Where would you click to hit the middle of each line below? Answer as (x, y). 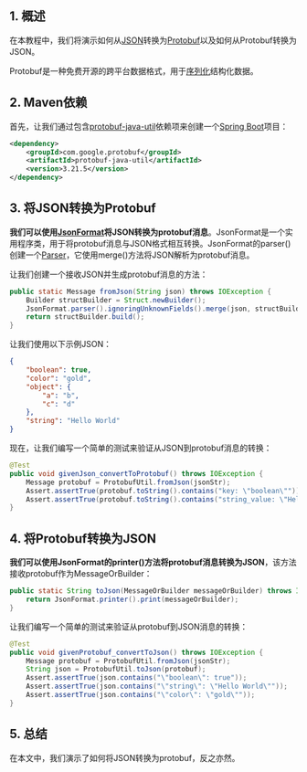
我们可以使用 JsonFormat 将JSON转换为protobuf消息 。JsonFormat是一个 (148, 232)
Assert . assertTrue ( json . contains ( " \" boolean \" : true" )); (137, 678)
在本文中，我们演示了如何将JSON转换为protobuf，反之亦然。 (125, 757)
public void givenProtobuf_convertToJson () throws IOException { (136, 652)
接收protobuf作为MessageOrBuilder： (81, 574)
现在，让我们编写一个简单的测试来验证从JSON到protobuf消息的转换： (141, 448)
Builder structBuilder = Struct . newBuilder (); (116, 300)
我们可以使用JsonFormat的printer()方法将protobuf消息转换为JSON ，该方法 (153, 562)
